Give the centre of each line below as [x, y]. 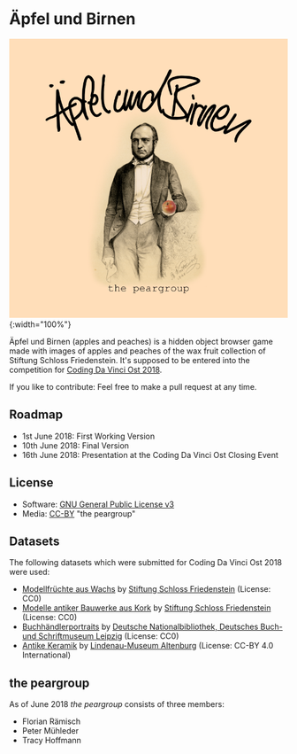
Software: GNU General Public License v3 [98, 504]
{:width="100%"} [40, 324]
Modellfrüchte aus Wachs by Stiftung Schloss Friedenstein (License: [146, 589]
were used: [30, 572]
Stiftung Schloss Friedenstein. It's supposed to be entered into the [129, 360]
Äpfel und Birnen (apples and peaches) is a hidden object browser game [141, 341]
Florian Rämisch [51, 721]
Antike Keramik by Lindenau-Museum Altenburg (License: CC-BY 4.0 [148, 646]
